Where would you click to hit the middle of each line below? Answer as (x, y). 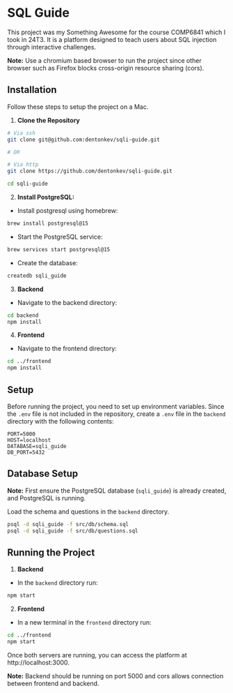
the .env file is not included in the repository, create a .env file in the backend (116, 414)
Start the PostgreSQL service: (60, 237)
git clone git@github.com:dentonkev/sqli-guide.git (83, 140)
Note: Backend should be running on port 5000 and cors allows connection (115, 676)
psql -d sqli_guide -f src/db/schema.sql (68, 524)
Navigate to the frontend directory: (67, 349)
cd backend (23, 315)
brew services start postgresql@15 (59, 249)
